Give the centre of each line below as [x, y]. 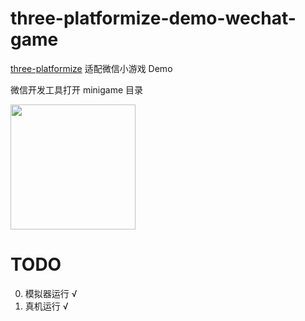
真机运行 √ [46, 306]
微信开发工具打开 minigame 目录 [77, 89]
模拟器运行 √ [51, 293]
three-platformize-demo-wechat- [153, 18]
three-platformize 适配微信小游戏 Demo [91, 68]
